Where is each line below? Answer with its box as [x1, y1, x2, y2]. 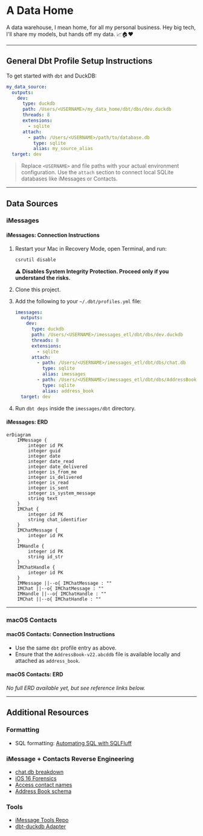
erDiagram [6, 432, 31, 438]
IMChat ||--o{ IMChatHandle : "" [17, 596, 101, 602]
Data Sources [6, 198, 59, 209]
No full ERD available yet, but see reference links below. [6, 685, 146, 692]
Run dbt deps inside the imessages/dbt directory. [14, 404, 136, 412]
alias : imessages [42, 371, 86, 377]
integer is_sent [28, 485, 69, 491]
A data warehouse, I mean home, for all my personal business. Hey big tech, [6, 24, 196, 31]
